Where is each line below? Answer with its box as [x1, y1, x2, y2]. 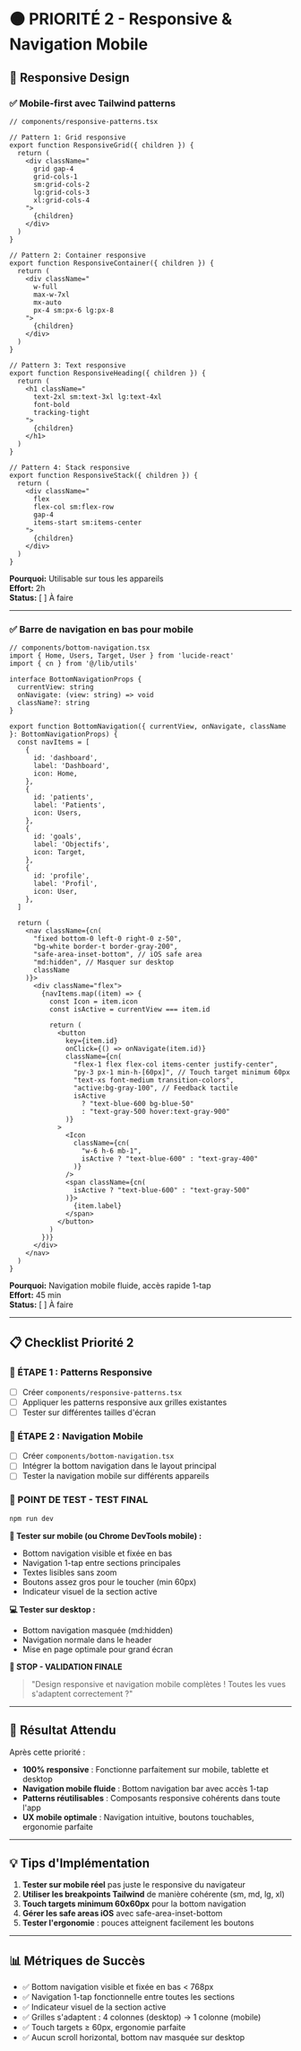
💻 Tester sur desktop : [9, 1604, 96, 1614]
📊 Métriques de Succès [9, 1953, 146, 1968]
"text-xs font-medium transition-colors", [73, 1076, 235, 1085]
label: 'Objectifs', [32, 840, 110, 849]
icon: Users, [32, 809, 82, 818]
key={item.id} [65, 1037, 118, 1046]
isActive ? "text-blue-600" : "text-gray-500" [73, 1186, 251, 1195]
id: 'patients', [32, 793, 94, 802]
